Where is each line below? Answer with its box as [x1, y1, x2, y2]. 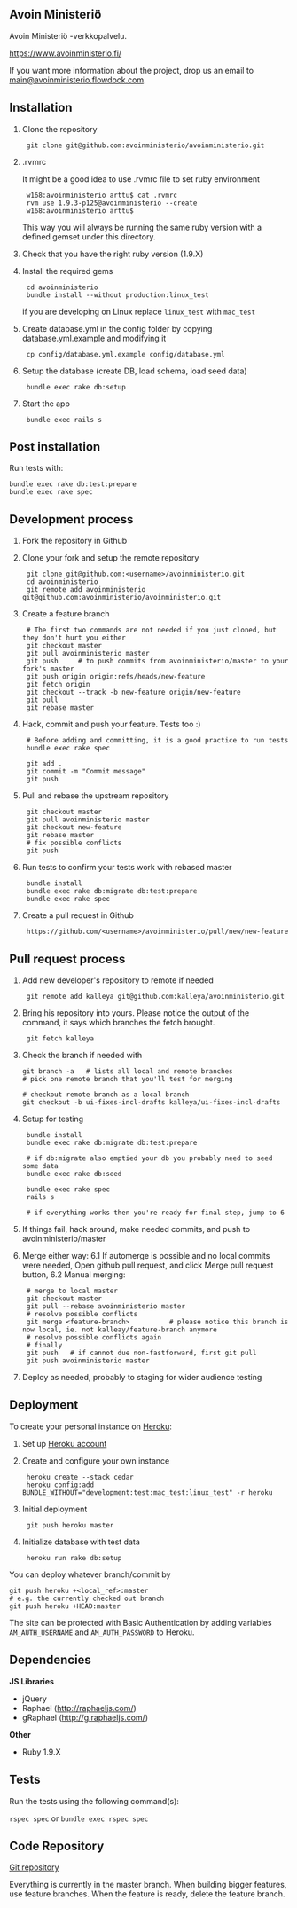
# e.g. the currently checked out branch [9, 1594, 165, 1603]
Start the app [21, 398, 71, 409]
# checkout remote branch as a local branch [21, 1090, 190, 1099]
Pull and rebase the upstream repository [21, 790, 169, 801]
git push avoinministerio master [26, 1356, 150, 1365]
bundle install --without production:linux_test [26, 290, 210, 300]
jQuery [21, 1693, 47, 1704]
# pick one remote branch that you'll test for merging [21, 1075, 233, 1084]
